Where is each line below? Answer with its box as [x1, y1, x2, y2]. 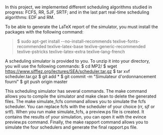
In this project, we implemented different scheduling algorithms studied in [5, 4, 152, 10]
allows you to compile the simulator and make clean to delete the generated [5, 93, 157, 99]
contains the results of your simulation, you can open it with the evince [5, 114, 147, 119]
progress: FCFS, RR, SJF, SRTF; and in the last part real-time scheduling [5, 9, 149, 15]
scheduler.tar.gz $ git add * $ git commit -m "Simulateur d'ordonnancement [5, 74, 156, 79]
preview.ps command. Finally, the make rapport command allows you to [5, 119, 148, 125]
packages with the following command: [5, 29, 84, 34]
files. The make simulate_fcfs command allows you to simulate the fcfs [5, 99, 147, 104]
